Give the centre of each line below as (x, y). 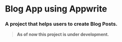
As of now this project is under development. (63, 34)
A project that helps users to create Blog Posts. (61, 24)
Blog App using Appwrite (56, 9)
